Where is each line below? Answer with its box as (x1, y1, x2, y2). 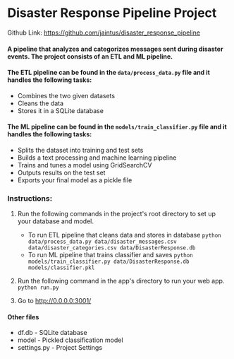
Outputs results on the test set (17, 168, 106, 177)
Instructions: (7, 193, 53, 203)
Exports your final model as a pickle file (17, 175, 133, 184)
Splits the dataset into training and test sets (17, 146, 144, 154)
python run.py (17, 284, 59, 291)
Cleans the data (17, 99, 64, 107)
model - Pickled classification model (17, 336, 123, 344)
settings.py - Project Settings (17, 343, 103, 352)
